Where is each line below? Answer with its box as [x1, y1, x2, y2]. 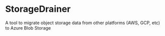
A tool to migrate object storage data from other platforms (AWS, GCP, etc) [5, 20, 160, 26]
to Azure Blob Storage [5, 25, 51, 31]
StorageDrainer [5, 3, 71, 15]
